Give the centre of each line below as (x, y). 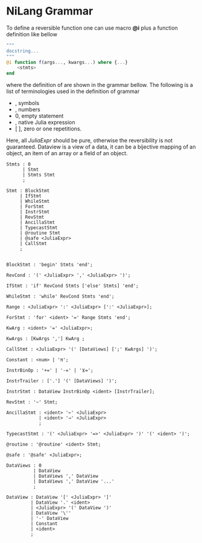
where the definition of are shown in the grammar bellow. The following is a (100, 85)
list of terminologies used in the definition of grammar (73, 91)
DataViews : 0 (24, 466)
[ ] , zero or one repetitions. (48, 129)
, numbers (27, 109)
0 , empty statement (39, 116)
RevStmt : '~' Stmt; (32, 402)
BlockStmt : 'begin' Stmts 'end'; (50, 265)
